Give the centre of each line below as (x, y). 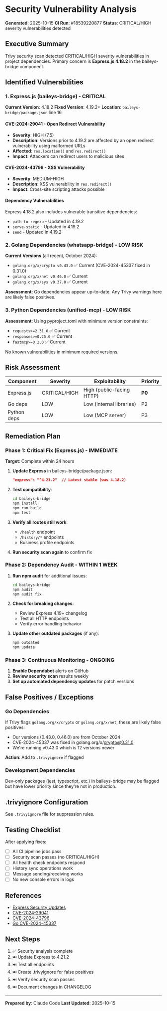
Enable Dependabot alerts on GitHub (50, 671)
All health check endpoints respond (49, 863)
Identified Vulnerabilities (44, 82)
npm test (21, 512)
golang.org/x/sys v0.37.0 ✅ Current (50, 282)
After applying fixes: (26, 842)
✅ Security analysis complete (42, 951)
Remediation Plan (33, 436)
